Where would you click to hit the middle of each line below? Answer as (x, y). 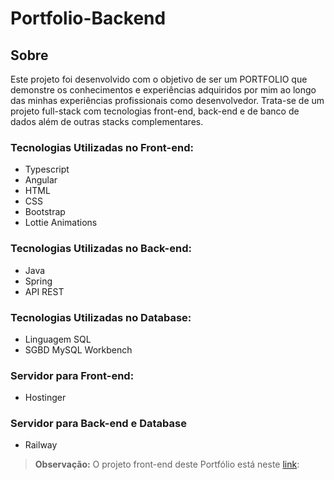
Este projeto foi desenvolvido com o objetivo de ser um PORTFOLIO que (159, 79)
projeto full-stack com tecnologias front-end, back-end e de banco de (155, 111)
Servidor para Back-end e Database (98, 424)
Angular (41, 180)
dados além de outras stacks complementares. (107, 121)
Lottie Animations (61, 223)
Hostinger (45, 398)
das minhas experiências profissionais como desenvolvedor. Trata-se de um (167, 100)
